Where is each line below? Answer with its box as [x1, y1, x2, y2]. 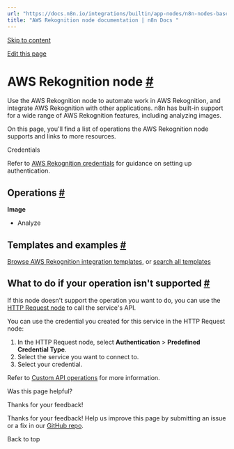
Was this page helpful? [7, 387, 73, 395]
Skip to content [7, 36, 51, 44]
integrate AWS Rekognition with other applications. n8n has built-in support [7, 104, 224, 112]
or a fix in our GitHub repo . [7, 421, 84, 430]
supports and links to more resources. [7, 132, 116, 141]
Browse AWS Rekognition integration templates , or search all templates [7, 258, 211, 266]
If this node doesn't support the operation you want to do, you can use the [7, 296, 221, 304]
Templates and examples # [7, 239, 127, 251]
